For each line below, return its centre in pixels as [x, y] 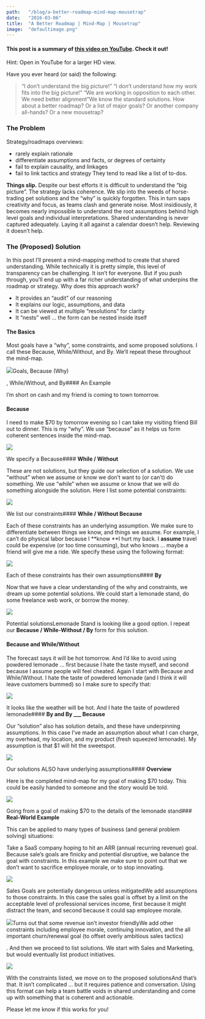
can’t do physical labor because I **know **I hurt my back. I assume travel [102, 539]
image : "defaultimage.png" [42, 29]
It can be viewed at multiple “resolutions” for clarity [80, 311]
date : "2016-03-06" [34, 18]
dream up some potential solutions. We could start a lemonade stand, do [98, 594]
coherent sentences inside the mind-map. [59, 435]
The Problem [26, 128]
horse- [180, 192]
